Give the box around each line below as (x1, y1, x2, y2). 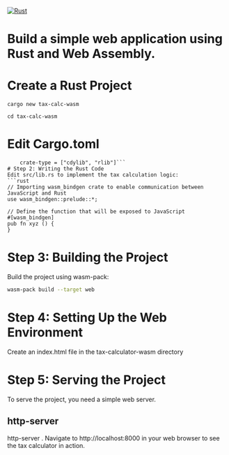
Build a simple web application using (7, 31, 223, 47)
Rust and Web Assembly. (7, 46, 155, 62)
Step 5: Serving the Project (7, 372, 166, 387)
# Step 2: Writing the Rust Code (7, 165, 104, 172)
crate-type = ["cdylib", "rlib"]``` (19, 159, 127, 167)
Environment (7, 325, 84, 341)
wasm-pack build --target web (7, 286, 95, 293)
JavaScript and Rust (7, 190, 68, 197)
